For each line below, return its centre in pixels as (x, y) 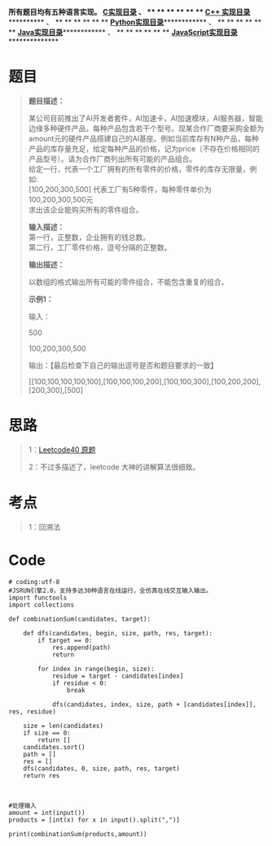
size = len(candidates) (64, 726)
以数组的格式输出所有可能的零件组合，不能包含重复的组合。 (128, 281)
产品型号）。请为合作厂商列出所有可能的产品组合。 (112, 159)
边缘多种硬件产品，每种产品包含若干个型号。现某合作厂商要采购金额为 (146, 128)
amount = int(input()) (47, 813)
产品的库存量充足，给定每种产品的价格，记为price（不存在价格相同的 (144, 148)
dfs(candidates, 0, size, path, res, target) (102, 768)
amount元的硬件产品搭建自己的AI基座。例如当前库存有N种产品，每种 (143, 138)
